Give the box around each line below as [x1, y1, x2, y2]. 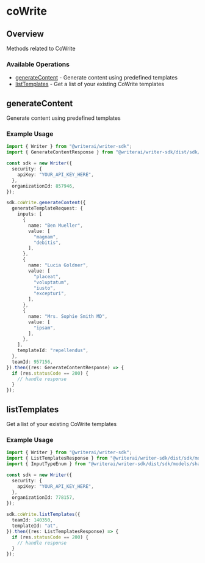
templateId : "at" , [12, 523, 59, 529]
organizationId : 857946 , [12, 183, 75, 189]
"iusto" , [33, 285, 56, 291]
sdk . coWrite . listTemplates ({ [6, 512, 81, 518]
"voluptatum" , [33, 279, 70, 285]
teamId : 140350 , [12, 517, 53, 523]
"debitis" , [33, 240, 62, 246]
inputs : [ [17, 211, 43, 218]
